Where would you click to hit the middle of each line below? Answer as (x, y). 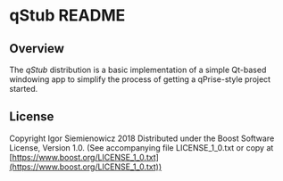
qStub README (67, 16)
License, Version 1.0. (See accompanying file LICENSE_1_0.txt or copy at (141, 147)
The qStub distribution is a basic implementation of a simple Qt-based (138, 70)
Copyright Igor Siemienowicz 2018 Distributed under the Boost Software (142, 138)
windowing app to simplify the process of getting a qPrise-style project (140, 79)
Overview (37, 49)
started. (24, 89)
